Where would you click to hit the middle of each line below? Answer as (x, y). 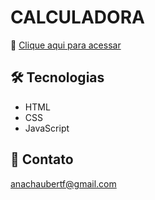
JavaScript (47, 128)
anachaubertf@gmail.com (63, 183)
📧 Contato (42, 159)
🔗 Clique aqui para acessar (66, 45)
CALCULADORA (77, 17)
